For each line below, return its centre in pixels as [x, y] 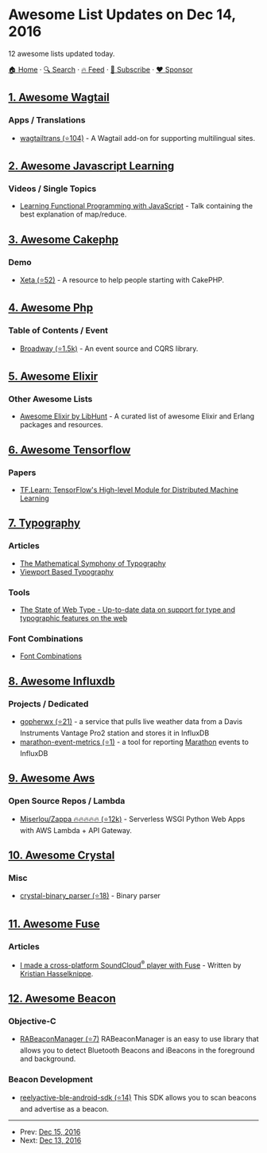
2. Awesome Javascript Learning [91, 166]
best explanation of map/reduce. [73, 214]
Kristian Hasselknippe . [56, 973]
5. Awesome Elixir [53, 377]
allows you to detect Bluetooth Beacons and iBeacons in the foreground [137, 1050]
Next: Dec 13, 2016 [50, 1140]
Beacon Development [51, 1080]
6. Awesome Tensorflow [70, 450]
